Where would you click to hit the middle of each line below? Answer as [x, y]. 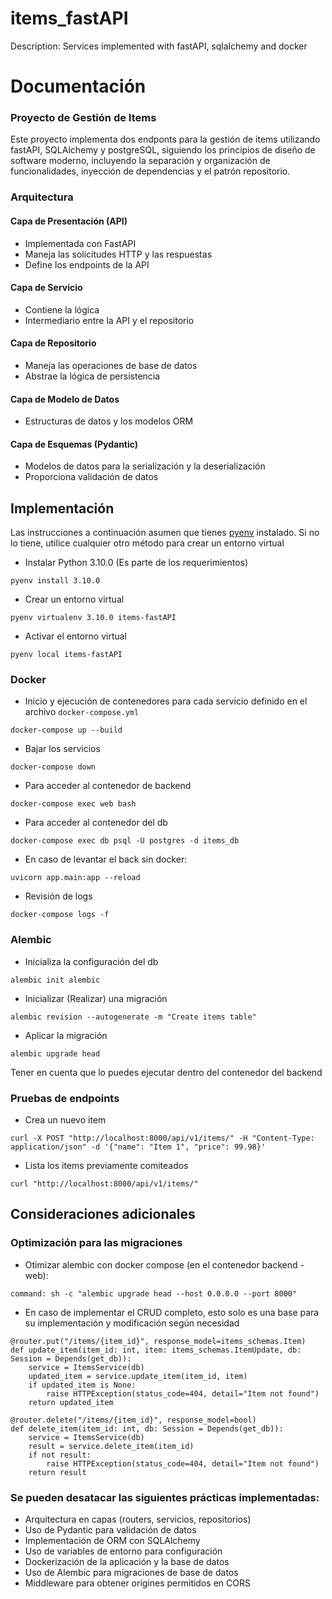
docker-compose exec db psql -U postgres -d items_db [125, 841]
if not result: [60, 1455]
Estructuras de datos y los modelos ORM [109, 421]
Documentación [78, 86]
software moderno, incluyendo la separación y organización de [140, 161]
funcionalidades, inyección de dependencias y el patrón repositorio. [150, 171]
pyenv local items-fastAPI [66, 655]
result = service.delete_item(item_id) [111, 1446]
